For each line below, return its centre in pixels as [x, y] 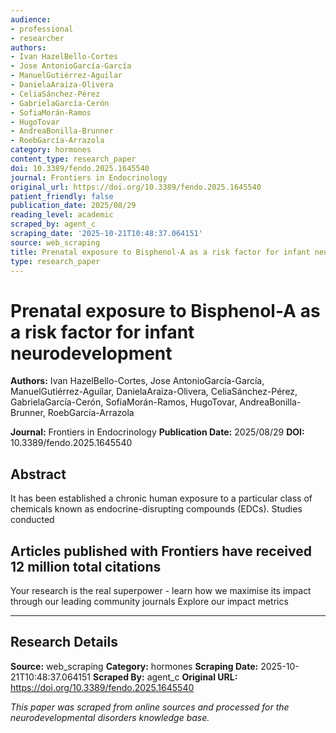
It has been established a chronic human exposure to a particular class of [161, 498]
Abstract [38, 474]
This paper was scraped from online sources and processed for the [150, 707]
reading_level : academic [62, 215]
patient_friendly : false [62, 196]
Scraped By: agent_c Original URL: [165, 677]
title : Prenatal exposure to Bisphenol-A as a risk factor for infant [160, 252]
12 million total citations [86, 566]
